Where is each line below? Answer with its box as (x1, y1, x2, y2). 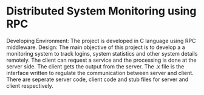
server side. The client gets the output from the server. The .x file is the (6, 62, 185, 70)
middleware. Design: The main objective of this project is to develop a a (6, 44, 185, 51)
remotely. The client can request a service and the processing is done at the (6, 56, 197, 64)
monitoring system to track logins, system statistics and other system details (6, 50, 198, 57)
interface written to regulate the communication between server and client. (6, 69, 194, 76)
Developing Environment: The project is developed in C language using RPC (6, 37, 196, 44)
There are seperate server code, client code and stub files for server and (6, 76, 189, 83)
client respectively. (6, 82, 53, 89)
